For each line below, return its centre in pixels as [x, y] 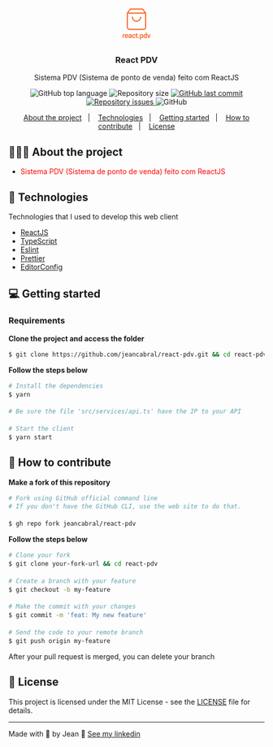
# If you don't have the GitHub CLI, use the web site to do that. [125, 506]
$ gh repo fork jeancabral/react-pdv [72, 524]
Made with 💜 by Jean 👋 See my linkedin [74, 733]
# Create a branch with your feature [72, 581]
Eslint [29, 250]
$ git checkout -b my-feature [60, 589]
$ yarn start [30, 437]
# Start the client [41, 429]
